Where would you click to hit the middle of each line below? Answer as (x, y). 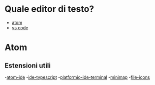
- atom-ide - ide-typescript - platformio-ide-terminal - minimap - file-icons (77, 77)
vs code (20, 27)
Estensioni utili (28, 65)
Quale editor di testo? (49, 9)
